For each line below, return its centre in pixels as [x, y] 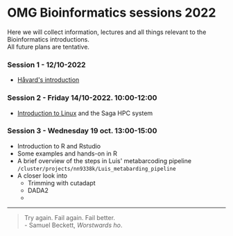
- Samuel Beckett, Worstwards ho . [73, 225]
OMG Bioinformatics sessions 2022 [112, 13]
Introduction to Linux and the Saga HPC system [85, 113]
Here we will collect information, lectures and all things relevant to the [107, 32]
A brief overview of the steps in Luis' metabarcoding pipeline [104, 160]
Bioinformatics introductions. [49, 39]
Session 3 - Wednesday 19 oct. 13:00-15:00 [82, 131]
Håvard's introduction [48, 80]
